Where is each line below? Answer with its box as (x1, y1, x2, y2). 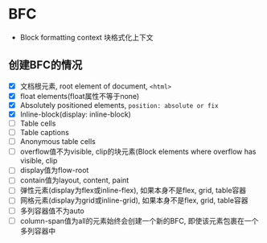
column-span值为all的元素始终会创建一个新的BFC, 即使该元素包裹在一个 (19, 216, 259, 225)
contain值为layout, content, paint (19, 175, 129, 185)
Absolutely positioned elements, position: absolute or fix (19, 100, 219, 109)
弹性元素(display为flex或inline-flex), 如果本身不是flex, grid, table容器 (19, 186, 247, 196)
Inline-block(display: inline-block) (19, 109, 131, 119)
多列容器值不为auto (19, 206, 84, 216)
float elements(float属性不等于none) (19, 91, 140, 101)
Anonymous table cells (19, 137, 97, 146)
